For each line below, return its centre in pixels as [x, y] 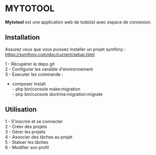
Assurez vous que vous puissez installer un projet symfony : [65, 49]
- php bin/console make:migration [46, 89]
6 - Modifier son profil [27, 147]
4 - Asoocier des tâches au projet [39, 137]
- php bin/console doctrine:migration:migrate [57, 94]
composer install [29, 84]
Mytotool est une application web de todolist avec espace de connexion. [78, 22]
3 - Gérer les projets [25, 132]
